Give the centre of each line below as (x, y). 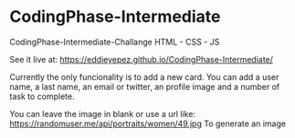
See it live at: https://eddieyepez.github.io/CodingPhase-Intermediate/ (142, 59)
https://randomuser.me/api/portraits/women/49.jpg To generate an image (147, 123)
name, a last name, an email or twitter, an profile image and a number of (145, 86)
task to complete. (42, 96)
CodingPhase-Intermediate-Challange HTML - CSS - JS (115, 42)
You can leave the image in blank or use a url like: (103, 113)
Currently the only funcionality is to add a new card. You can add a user (144, 77)
